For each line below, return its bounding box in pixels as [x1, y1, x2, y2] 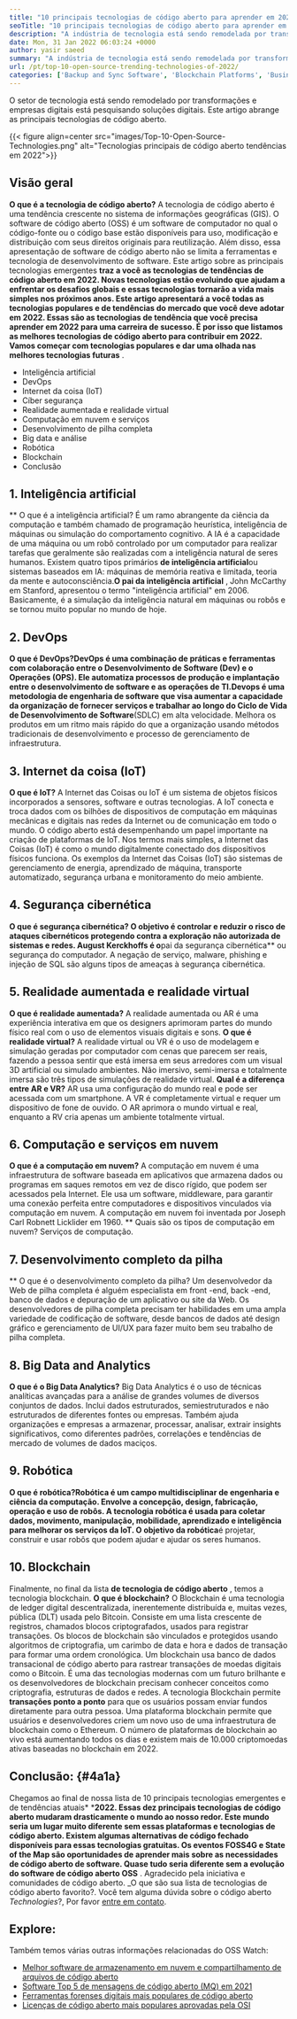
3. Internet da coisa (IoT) [9, 764, 147, 779]
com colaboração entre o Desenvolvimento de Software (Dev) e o [9, 663, 254, 673]
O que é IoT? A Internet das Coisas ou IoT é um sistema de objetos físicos [9, 788, 278, 797]
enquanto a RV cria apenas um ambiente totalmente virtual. [9, 1111, 225, 1122]
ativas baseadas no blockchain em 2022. [9, 1743, 159, 1754]
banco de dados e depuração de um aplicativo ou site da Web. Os [9, 1294, 250, 1305]
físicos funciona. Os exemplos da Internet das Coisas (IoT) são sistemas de [9, 853, 283, 864]
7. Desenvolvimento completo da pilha [9, 1252, 224, 1267]
